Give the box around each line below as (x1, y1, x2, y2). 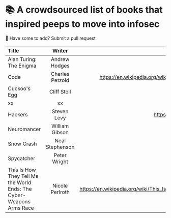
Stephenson (45, 143, 75, 150)
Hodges (50, 62, 70, 69)
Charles (50, 70, 70, 77)
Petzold (50, 77, 70, 84)
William (51, 122, 69, 130)
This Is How (8, 166, 36, 173)
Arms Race (8, 204, 34, 211)
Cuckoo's (8, 85, 31, 92)
